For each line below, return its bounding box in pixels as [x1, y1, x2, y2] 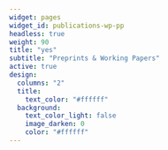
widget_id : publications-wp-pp [9, 21, 125, 30]
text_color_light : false [25, 111, 117, 120]
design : [9, 71, 38, 79]
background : [17, 103, 62, 112]
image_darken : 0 [25, 120, 86, 129]
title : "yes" [9, 46, 57, 55]
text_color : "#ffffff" [25, 94, 109, 104]
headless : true [9, 29, 65, 38]
